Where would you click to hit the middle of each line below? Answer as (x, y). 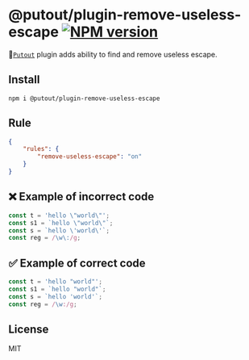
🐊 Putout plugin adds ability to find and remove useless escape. (113, 54)
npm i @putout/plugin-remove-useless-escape (84, 98)
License (29, 329)
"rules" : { (41, 149)
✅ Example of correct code (77, 263)
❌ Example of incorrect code (81, 197)
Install (24, 80)
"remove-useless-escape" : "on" (90, 157)
